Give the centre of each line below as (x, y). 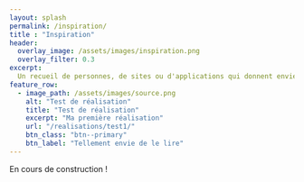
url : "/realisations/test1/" (81, 127)
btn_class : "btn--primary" (76, 135)
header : (24, 43)
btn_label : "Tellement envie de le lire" (104, 143)
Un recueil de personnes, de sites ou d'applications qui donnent (145, 77)
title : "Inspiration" (52, 34)
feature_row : (34, 85)
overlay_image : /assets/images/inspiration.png (109, 51)
